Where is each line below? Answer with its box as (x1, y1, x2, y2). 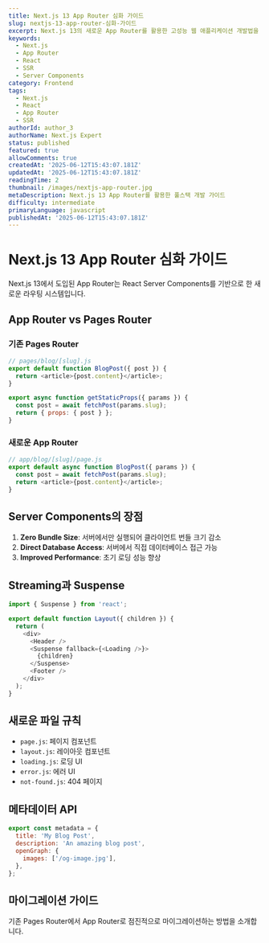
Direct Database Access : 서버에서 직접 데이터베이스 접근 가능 (19, 543, 218, 552)
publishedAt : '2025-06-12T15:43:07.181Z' (8, 214, 149, 222)
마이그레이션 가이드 (8, 893, 99, 907)
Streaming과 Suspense (8, 578, 125, 592)
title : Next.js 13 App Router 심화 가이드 (8, 11, 145, 20)
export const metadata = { (8, 825, 99, 833)
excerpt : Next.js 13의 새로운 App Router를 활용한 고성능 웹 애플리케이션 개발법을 (8, 27, 259, 35)
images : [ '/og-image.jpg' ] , (22, 854, 116, 863)
